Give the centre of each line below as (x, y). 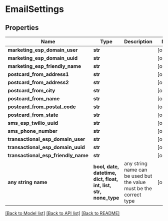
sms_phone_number (32, 131)
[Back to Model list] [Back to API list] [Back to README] (62, 213)
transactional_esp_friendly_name (48, 155)
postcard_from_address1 (38, 74)
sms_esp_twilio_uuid (33, 123)
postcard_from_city (31, 91)
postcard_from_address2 (38, 82)
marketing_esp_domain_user (43, 50)
